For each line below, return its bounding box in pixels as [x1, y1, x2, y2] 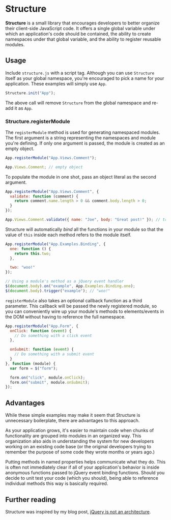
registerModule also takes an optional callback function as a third [5, 297, 142, 303]
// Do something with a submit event [14, 352, 95, 357]
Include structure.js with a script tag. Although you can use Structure [5, 70, 155, 76]
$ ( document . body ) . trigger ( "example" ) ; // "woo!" [5, 288, 110, 293]
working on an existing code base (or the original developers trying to [5, 444, 152, 450]
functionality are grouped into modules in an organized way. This [5, 433, 141, 439]
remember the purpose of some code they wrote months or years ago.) [5, 449, 155, 455]
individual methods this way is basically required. [5, 480, 108, 486]
